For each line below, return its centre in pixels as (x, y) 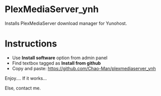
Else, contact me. (23, 88)
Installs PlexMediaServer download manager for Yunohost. (66, 23)
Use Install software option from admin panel (59, 58)
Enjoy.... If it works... (26, 78)
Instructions (31, 44)
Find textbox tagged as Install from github (56, 63)
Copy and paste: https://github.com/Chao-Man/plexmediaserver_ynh (84, 68)
